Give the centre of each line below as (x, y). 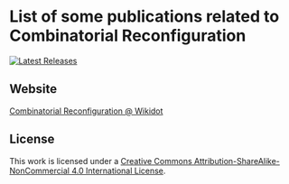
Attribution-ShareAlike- (237, 161)
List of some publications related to (144, 17)
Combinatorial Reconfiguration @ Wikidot (86, 111)
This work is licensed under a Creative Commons (101, 161)
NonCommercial (40, 170)
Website (33, 89)
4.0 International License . (119, 170)
